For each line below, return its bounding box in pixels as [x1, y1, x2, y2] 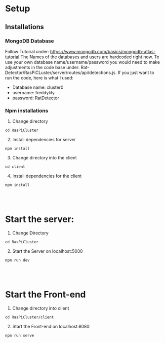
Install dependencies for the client [12, 173, 82, 179]
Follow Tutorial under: [5, 48, 49, 54]
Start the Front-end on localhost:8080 [12, 324, 90, 330]
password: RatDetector [12, 95, 59, 101]
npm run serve [5, 333, 35, 338]
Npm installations [5, 107, 48, 114]
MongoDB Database [5, 38, 54, 44]
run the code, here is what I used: [5, 75, 74, 80]
